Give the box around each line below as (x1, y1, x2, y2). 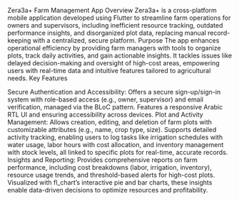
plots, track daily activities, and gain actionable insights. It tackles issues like (7, 51, 233, 60)
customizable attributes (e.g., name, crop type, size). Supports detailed (7, 126, 217, 134)
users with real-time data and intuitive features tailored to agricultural (7, 67, 211, 75)
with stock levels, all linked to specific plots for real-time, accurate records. (7, 148, 228, 156)
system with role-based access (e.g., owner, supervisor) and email (7, 95, 203, 104)
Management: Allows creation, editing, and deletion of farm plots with (7, 118, 213, 126)
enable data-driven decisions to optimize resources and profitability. (7, 186, 208, 194)
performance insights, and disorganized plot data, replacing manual (7, 28, 207, 37)
